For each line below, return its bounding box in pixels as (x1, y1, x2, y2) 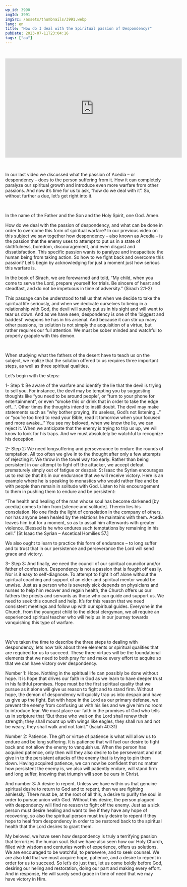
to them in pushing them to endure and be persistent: (5, 488, 116, 494)
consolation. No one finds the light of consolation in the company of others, (5, 509, 162, 515)
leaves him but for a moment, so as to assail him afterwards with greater (5, 519, 155, 525)
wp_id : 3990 (5, 7, 30, 13)
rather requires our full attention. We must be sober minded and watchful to (5, 327, 162, 333)
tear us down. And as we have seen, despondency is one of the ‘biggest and (5, 311, 164, 317)
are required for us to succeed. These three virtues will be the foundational (5, 649, 161, 655)
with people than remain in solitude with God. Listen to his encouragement (5, 483, 160, 489)
